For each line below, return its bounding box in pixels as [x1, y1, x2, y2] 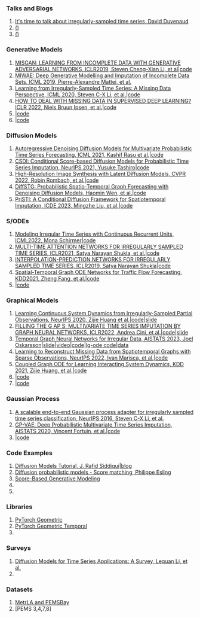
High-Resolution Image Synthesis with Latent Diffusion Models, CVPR [14, 170, 186, 177]
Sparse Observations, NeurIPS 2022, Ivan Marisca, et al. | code [14, 354, 168, 361]
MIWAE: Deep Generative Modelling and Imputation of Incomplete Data [14, 72, 190, 79]
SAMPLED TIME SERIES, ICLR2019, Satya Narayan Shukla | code [14, 262, 171, 270]
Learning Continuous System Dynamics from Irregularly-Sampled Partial [14, 310, 193, 317]
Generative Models [6, 45, 63, 54]
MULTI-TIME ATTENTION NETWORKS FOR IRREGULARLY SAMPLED [14, 243, 183, 251]
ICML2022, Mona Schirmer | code [14, 237, 96, 244]
